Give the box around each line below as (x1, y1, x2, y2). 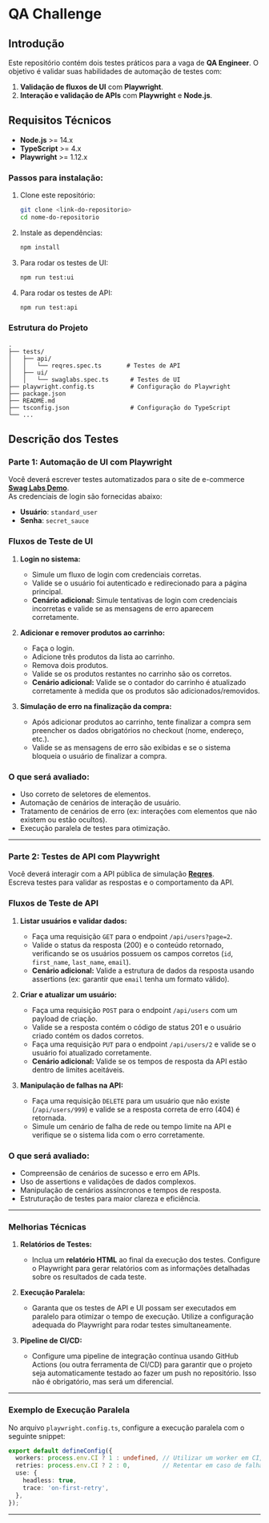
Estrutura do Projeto (8, 322, 89, 334)
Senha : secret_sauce (19, 516, 90, 525)
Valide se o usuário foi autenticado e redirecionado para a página (31, 578, 247, 588)
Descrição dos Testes (8, 432, 118, 446)
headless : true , (22, 1476, 78, 1485)
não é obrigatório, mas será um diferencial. (31, 1377, 174, 1387)
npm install (19, 243, 60, 251)
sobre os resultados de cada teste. (31, 1272, 147, 1282)
